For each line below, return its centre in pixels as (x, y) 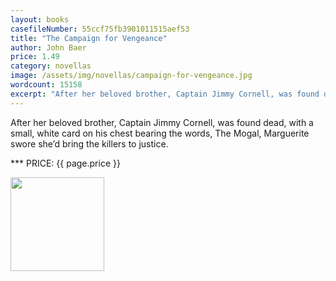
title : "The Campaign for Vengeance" (89, 38)
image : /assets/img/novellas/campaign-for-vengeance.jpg (131, 76)
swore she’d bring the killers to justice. (89, 143)
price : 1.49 (35, 57)
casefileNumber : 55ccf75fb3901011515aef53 (100, 29)
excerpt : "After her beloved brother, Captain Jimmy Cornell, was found (165, 94)
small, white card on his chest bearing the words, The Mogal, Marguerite (160, 133)
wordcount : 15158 (46, 85)
